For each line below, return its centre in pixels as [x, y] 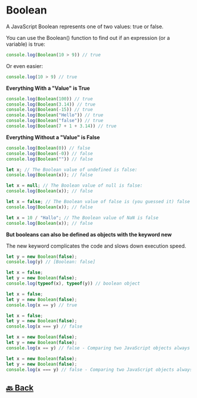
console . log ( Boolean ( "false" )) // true [55, 121]
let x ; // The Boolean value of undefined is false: [72, 170]
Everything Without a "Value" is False [53, 137]
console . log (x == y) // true [42, 305]
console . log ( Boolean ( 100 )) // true [50, 99]
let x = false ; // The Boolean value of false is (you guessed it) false [98, 202]
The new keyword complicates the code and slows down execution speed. [96, 246]
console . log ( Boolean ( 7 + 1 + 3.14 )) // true [61, 126]
